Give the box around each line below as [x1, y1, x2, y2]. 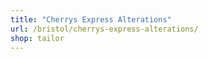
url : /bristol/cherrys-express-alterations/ [10, 24, 199, 34]
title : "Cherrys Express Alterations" [10, 14, 172, 25]
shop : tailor [10, 33, 65, 43]
